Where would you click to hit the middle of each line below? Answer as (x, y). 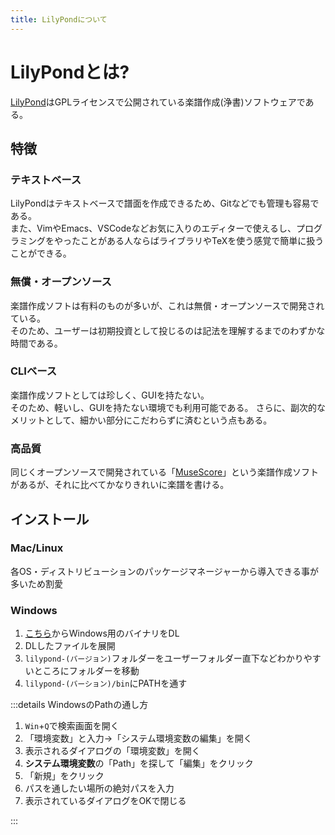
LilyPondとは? (70, 72)
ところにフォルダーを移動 (86, 671)
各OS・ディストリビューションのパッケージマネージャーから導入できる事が (164, 571)
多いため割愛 (36, 583)
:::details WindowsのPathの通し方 (79, 705)
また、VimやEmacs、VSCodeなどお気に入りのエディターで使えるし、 (153, 228)
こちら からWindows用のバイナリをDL (102, 633)
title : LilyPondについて (59, 19)
